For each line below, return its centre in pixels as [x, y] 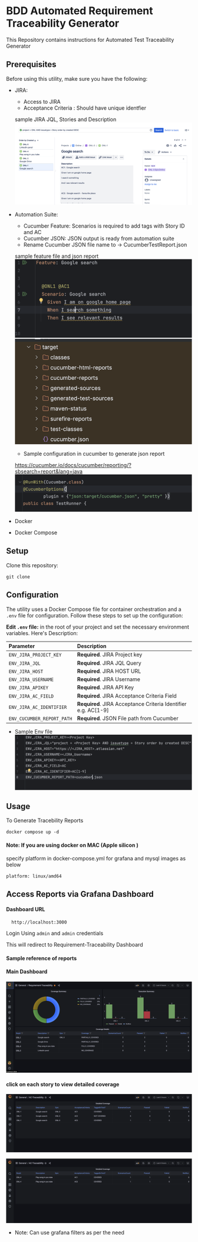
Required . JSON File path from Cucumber [128, 718]
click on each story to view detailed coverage [63, 1084]
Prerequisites [31, 65]
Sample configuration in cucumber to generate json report [94, 454]
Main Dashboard [27, 972]
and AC [32, 232]
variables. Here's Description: [42, 633]
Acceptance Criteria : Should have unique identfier [85, 108]
